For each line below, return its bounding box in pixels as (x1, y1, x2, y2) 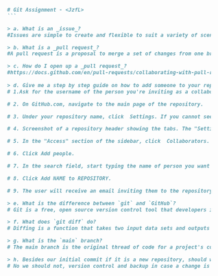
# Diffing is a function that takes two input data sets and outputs (7, 225, 210, 232)
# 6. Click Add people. (7, 150, 75, 157)
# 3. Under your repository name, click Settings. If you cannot (7, 113, 201, 120)
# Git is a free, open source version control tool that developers (7, 206, 207, 213)
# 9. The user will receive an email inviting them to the (7, 187, 180, 194)
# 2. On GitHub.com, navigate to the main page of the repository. (7, 100, 204, 108)
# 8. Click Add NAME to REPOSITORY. (7, 175, 112, 182)
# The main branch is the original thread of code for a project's (7, 244, 204, 251)
